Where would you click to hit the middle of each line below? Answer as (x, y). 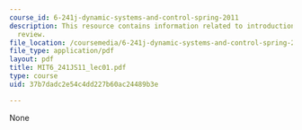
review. (32, 34)
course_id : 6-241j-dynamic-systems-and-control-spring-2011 (124, 17)
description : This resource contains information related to (126, 26)
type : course (34, 76)
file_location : (38, 43)
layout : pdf (31, 59)
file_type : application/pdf (62, 51)
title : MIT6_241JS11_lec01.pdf (68, 68)
